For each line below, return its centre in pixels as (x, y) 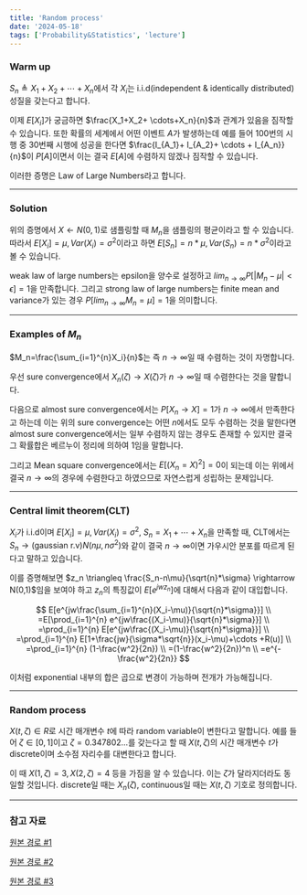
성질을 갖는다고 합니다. (50, 101)
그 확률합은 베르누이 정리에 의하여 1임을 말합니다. (96, 445)
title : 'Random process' (57, 18)
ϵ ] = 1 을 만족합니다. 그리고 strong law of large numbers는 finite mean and (144, 288)
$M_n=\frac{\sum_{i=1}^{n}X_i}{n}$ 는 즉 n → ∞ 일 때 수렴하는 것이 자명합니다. (152, 357)
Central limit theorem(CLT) (70, 510)
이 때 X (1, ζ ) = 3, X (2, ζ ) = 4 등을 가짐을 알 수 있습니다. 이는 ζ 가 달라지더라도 (145, 772)
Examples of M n (46, 336)
